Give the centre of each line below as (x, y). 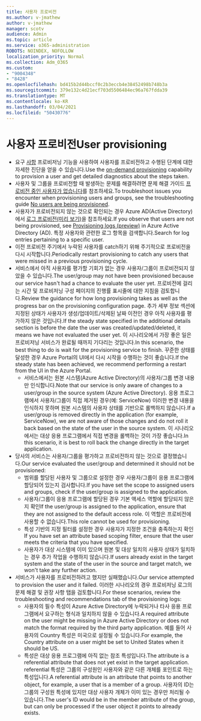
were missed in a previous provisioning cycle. (71, 261)
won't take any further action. (60, 570)
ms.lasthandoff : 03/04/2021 (41, 107)
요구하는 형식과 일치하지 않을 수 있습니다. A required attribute (117, 614)
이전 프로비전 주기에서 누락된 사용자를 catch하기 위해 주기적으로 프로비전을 (103, 247)
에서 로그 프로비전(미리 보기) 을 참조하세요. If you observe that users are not (104, 219)
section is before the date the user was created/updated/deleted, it (98, 328)
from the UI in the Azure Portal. (53, 370)
